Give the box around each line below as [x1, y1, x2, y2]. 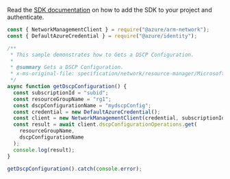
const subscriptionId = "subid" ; [13, 89, 109, 96]
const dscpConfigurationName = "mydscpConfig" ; [13, 102, 152, 109]
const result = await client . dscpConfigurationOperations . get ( [13, 121, 197, 128]
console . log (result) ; [13, 146, 75, 153]
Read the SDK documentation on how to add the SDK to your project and [7, 6, 212, 14]
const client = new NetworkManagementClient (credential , [13, 115, 179, 122]
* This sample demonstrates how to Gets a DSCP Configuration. [10, 51, 194, 58]
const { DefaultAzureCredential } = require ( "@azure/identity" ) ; [7, 32, 197, 40]
